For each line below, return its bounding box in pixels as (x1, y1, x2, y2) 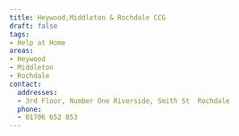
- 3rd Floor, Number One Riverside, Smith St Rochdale (17, 96, 230, 106)
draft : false (9, 21, 58, 30)
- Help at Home (9, 38, 66, 47)
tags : (9, 30, 30, 38)
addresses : (17, 88, 58, 97)
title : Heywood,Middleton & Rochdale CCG (9, 13, 166, 22)
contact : (9, 80, 42, 89)
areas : (9, 47, 34, 55)
